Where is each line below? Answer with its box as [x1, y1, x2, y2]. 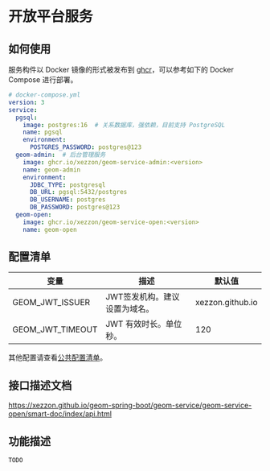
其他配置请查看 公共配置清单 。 [8, 353, 107, 362]
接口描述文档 [8, 378, 72, 392]
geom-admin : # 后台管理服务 [15, 151, 106, 159]
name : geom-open [22, 225, 78, 233]
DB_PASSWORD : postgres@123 [29, 203, 121, 212]
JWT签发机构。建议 [105, 291, 180, 303]
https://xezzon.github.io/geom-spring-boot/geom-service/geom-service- [8, 400, 252, 411]
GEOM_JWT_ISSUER [12, 297, 91, 308]
